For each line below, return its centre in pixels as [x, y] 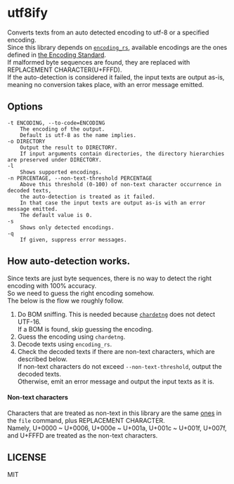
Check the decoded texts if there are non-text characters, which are [116, 351]
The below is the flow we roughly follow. [66, 301]
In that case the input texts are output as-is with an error [113, 203]
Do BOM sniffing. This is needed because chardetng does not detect [116, 314]
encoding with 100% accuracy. [52, 285]
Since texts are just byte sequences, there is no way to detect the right [110, 278]
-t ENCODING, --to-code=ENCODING [56, 123]
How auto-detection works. [69, 261]
